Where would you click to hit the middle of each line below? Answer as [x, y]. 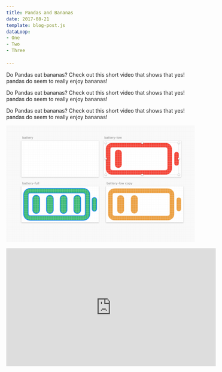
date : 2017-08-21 [28, 19]
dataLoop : [19, 32]
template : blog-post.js [36, 25]
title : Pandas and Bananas [40, 13]
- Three [16, 51]
